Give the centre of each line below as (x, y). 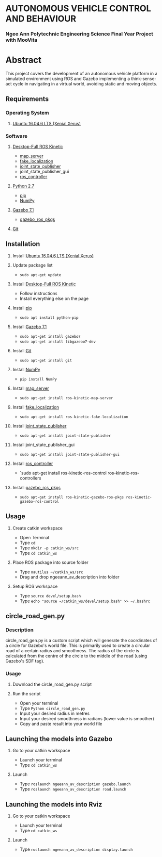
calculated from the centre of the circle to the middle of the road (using (76, 656)
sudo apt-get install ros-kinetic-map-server (66, 398)
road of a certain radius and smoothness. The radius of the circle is (73, 651)
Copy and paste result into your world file (61, 724)
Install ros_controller (33, 463)
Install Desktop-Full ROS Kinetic (44, 284)
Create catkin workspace (37, 528)
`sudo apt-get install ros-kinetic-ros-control (63, 473)
